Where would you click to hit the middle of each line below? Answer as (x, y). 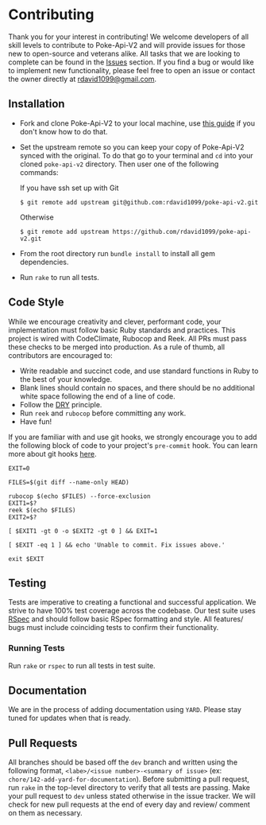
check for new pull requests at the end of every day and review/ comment (129, 804)
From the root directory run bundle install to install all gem (118, 253)
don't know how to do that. (64, 131)
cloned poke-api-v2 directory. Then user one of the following (119, 164)
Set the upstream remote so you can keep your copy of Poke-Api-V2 (132, 147)
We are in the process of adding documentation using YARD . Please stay (125, 710)
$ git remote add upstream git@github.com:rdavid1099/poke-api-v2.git (139, 202)
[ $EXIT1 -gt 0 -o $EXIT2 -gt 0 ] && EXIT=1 (83, 531)
